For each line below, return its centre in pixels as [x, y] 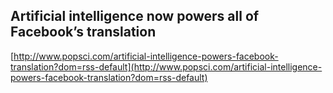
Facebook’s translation [83, 32]
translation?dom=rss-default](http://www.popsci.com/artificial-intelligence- [166, 66]
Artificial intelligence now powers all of [135, 16]
